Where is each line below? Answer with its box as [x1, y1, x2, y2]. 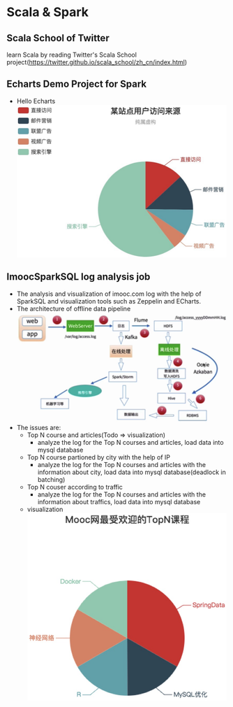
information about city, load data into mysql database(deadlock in [37, 468, 226, 476]
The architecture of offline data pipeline [16, 304, 131, 313]
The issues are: [16, 423, 61, 431]
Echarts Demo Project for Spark [6, 78, 147, 90]
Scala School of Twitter [6, 32, 110, 44]
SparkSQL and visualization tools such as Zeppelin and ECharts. [16, 297, 202, 305]
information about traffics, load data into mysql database [37, 497, 201, 506]
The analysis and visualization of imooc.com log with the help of [16, 290, 202, 298]
